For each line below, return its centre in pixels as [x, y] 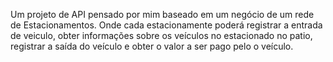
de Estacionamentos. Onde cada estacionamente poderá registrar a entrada [166, 25]
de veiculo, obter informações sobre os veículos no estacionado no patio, [161, 35]
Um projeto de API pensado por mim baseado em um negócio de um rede [162, 14]
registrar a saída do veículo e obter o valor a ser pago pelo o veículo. [152, 46]
